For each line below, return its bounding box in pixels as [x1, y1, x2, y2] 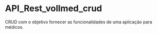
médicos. [5, 24, 24, 30]
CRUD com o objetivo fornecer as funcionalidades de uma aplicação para [5, 19, 152, 25]
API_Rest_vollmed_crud [5, 3, 102, 14]
